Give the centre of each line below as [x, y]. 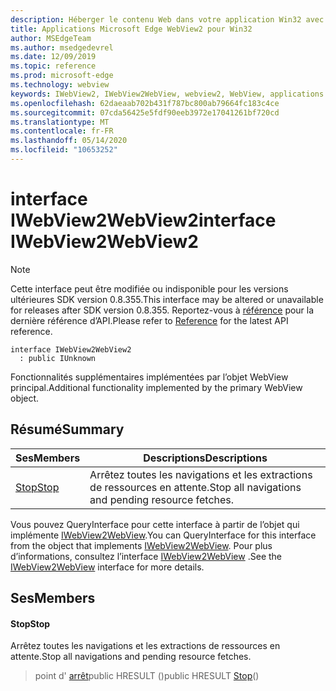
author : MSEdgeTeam [51, 38]
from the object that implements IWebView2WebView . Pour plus [141, 545]
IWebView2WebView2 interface [143, 220]
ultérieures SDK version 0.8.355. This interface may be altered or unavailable [167, 299]
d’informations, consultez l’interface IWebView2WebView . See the [146, 556]
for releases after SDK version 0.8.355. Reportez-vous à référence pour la [162, 310]
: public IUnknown [58, 358]
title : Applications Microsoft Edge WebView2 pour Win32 [131, 29]
